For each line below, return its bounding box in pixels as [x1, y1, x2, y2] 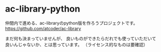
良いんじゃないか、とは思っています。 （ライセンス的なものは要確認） [5, 41, 148, 47]
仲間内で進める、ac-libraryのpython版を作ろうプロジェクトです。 [5, 20, 138, 26]
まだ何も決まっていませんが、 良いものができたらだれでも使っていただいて [5, 35, 157, 41]
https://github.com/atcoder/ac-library [5, 25, 81, 31]
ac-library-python [5, 3, 80, 15]
